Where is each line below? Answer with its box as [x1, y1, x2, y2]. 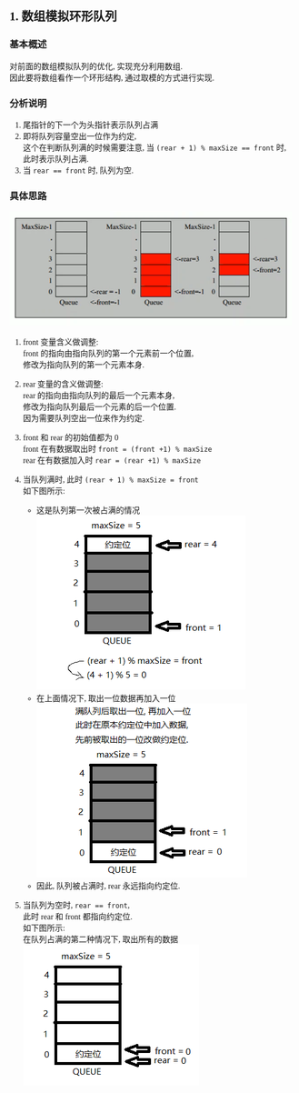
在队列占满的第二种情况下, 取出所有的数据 [22, 935, 179, 945]
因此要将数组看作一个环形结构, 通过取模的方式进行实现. [9, 73, 215, 83]
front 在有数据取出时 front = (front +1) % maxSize [22, 445, 213, 455]
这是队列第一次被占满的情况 [35, 506, 141, 516]
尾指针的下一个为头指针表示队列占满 [22, 120, 159, 130]
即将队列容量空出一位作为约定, [22, 131, 137, 141]
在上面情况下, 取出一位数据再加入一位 [35, 694, 176, 704]
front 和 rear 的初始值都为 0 [22, 433, 119, 443]
